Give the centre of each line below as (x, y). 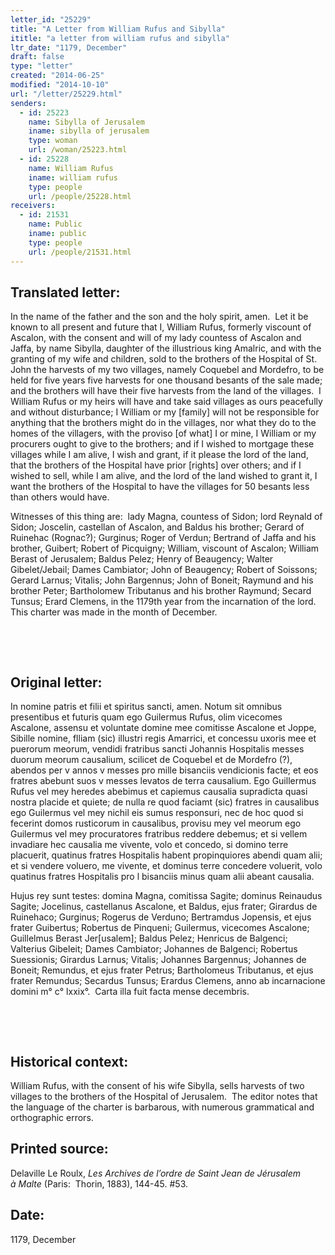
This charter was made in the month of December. (114, 612)
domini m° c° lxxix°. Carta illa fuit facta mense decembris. (130, 992)
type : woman (53, 141)
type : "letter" (42, 66)
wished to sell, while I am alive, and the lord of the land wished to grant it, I (164, 476)
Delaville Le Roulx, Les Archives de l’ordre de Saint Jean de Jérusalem (156, 1173)
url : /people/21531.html (80, 252)
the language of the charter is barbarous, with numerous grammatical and (162, 1107)
